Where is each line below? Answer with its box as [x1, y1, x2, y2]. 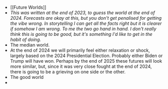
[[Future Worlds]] [10, 5, 47, 10]
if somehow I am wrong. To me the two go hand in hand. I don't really [10, 26, 157, 32]
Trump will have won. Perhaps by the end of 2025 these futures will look [10, 58, 162, 64]
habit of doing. [10, 36, 42, 42]
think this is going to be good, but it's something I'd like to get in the [10, 31, 153, 37]
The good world [10, 74, 44, 80]
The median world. [10, 42, 50, 48]
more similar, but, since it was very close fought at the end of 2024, [10, 63, 152, 69]
